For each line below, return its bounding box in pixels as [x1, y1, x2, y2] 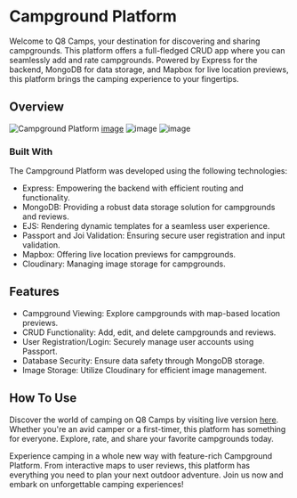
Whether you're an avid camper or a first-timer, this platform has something [9, 423, 286, 434]
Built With [9, 145, 53, 158]
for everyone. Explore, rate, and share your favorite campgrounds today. [9, 433, 274, 444]
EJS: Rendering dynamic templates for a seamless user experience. [21, 221, 270, 232]
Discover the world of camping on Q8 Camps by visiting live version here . [9, 414, 279, 425]
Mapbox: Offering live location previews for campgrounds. [21, 249, 237, 260]
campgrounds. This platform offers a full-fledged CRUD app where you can [9, 45, 286, 55]
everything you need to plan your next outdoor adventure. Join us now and [9, 469, 284, 480]
